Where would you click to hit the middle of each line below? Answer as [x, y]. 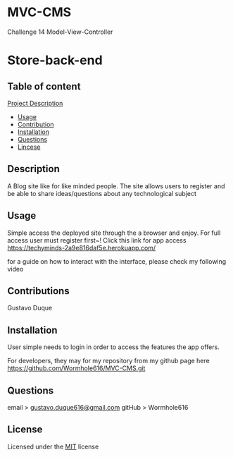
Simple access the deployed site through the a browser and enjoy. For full [114, 233]
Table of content [44, 86]
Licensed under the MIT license [53, 446]
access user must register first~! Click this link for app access [97, 240]
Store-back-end [55, 60]
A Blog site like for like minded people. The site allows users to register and [116, 186]
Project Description [35, 103]
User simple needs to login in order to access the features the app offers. [113, 347]
